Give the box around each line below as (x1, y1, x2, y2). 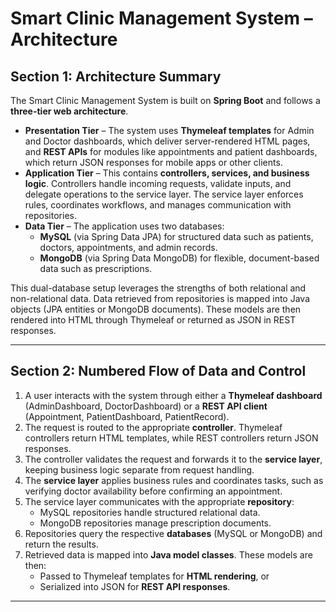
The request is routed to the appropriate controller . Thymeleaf (24, 421, 283, 433)
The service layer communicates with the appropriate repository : (24, 495, 295, 507)
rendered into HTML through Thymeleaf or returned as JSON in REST (10, 314, 297, 326)
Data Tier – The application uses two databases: (24, 220, 225, 232)
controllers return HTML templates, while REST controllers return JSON (24, 432, 319, 444)
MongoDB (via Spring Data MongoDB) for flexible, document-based (39, 252, 320, 264)
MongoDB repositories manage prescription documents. (39, 517, 272, 529)
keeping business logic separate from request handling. (24, 463, 255, 476)
